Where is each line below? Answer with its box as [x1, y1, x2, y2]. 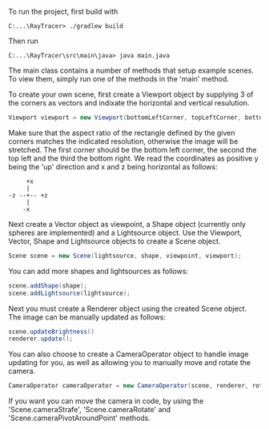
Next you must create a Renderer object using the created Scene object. [8, 304, 247, 313]
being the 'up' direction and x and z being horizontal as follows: [8, 161, 218, 171]
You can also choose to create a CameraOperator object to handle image [8, 349, 249, 359]
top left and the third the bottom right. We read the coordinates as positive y [8, 153, 259, 163]
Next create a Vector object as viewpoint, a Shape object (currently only [8, 219, 247, 228]
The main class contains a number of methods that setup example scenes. [8, 66, 255, 75]
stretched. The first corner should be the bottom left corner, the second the [8, 145, 257, 154]
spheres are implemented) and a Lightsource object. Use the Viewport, [8, 228, 243, 237]
